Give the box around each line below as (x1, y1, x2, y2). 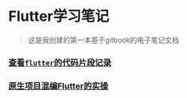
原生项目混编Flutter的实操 (8, 80, 109, 92)
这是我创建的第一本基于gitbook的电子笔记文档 (27, 35, 180, 45)
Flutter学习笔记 (8, 7, 109, 25)
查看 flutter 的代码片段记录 (8, 57, 112, 68)
